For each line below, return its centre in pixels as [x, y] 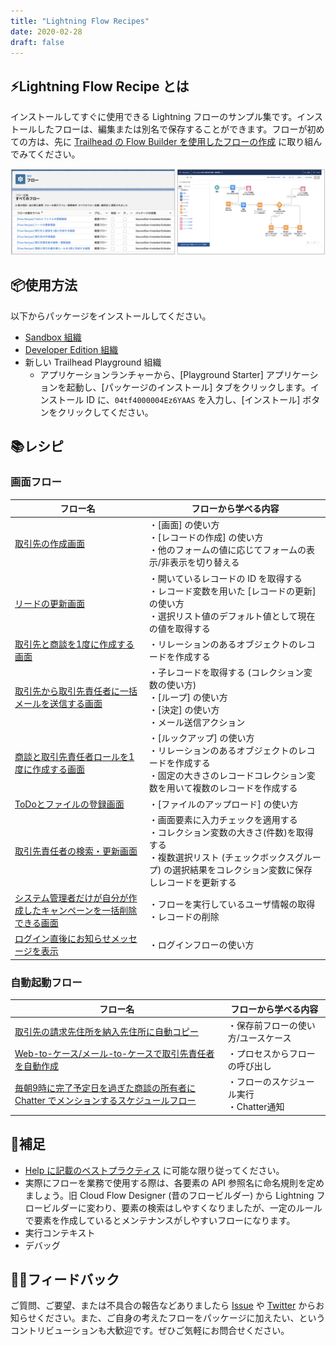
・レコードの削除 [184, 916]
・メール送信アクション [197, 722]
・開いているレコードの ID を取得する [225, 578]
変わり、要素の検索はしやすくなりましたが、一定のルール [204, 1207]
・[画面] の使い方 [184, 525]
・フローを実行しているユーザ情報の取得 [232, 904]
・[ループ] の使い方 [188, 697]
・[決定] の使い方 [184, 709]
